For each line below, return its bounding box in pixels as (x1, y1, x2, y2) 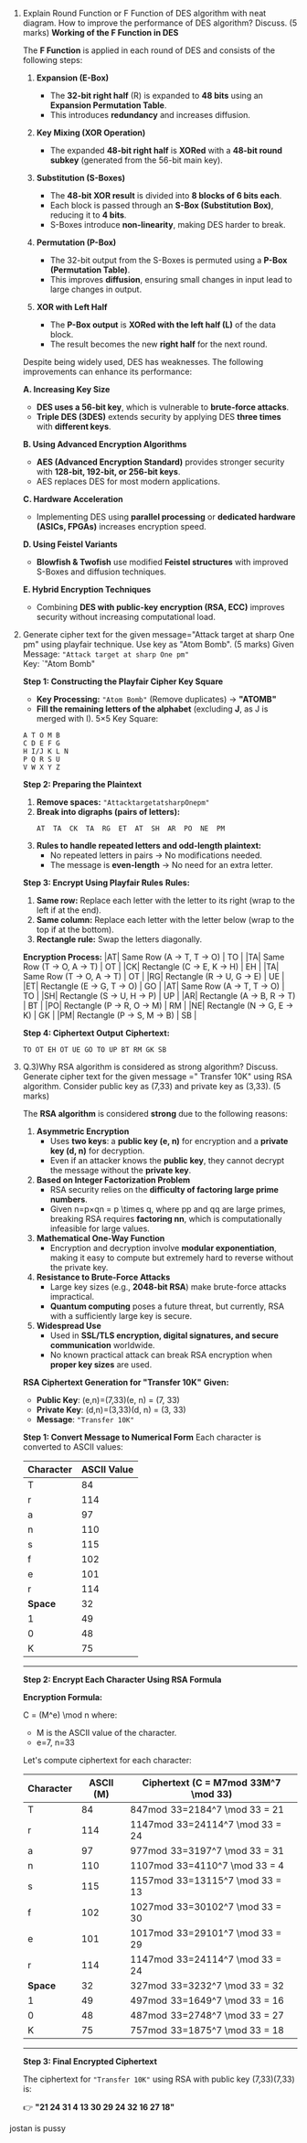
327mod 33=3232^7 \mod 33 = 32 (130, 1979, 285, 1992)
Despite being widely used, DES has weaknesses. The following (22, 357, 263, 367)
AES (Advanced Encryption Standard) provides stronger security (36, 456, 285, 467)
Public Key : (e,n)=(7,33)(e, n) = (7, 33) (36, 1395, 180, 1405)
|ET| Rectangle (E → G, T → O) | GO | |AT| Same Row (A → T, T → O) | (22, 980, 285, 991)
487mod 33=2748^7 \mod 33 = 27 (130, 2009, 285, 2021)
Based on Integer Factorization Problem (36, 1174, 191, 1185)
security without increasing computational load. (36, 612, 217, 622)
